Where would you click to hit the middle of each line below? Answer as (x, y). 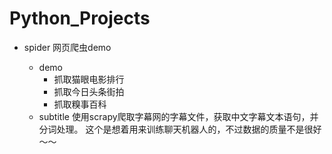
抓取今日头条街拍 (89, 91)
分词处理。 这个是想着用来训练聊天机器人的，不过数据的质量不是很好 (180, 129)
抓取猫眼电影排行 (89, 79)
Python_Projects (80, 18)
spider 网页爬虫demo (67, 47)
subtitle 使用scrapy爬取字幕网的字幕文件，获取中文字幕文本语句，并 (178, 116)
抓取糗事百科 (80, 104)
